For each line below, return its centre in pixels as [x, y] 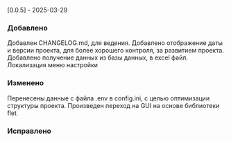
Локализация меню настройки [53, 65]
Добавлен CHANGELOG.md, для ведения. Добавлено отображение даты [115, 43]
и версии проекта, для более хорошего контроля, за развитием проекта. [115, 51]
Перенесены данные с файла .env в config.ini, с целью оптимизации [109, 98]
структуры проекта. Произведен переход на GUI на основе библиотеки [113, 105]
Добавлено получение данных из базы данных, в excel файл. [98, 57]
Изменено [26, 83]
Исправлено [29, 131]
